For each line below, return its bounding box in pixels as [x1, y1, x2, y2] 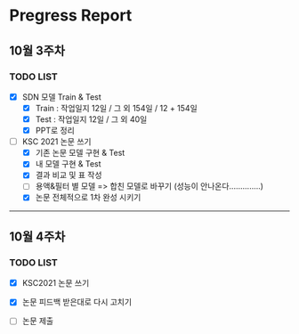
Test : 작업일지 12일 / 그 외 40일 [35, 114, 148, 125]
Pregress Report [9, 5, 133, 26]
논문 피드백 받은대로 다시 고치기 [21, 297, 132, 307]
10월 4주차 [9, 229, 66, 244]
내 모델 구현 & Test [35, 159, 101, 169]
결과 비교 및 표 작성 [35, 170, 102, 181]
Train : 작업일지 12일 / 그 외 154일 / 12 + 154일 [35, 102, 198, 113]
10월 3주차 [9, 43, 65, 58]
